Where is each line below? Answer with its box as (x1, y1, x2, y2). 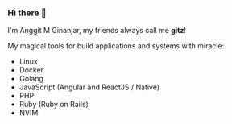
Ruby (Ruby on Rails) (19, 100, 89, 110)
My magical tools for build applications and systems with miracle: (7, 41, 225, 51)
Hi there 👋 (7, 7, 48, 19)
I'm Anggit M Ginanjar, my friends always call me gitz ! (7, 26, 187, 35)
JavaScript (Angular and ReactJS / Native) (19, 82, 160, 92)
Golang (19, 74, 43, 84)
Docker (19, 65, 44, 75)
